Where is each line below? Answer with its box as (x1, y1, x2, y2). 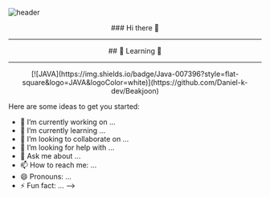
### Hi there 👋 (111, 23, 159, 32)
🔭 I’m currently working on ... (19, 117, 116, 127)
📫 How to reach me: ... (19, 160, 97, 170)
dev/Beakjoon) (111, 86, 159, 95)
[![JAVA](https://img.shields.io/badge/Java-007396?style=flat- (31, 69, 239, 78)
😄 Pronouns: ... (19, 172, 72, 181)
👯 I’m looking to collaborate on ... (19, 135, 129, 143)
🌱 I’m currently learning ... (19, 126, 106, 135)
